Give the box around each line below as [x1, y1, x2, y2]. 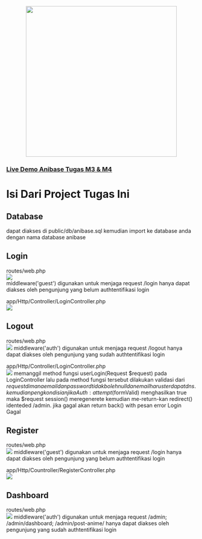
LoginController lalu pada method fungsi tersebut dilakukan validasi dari [6, 376, 185, 383]
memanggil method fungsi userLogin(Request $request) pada [13, 370, 167, 377]
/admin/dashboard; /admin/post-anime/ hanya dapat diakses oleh [6, 520, 169, 527]
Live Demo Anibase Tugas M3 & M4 [6, 165, 113, 173]
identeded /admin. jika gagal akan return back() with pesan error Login [6, 402, 182, 409]
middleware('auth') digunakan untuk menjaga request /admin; [13, 513, 167, 521]
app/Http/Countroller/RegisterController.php [6, 467, 116, 474]
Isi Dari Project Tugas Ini [6, 188, 130, 201]
